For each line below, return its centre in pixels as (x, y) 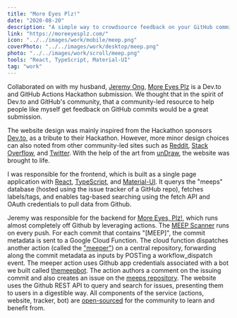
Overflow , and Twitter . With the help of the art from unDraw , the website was (119, 153)
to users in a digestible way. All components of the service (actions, (106, 293)
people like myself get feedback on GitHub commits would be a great (108, 109)
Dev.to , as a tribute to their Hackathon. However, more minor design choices (118, 138)
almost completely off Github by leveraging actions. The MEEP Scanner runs (118, 225)
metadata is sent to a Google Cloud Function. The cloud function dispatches (118, 240)
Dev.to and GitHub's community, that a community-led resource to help (111, 101)
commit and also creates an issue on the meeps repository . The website (112, 278)
